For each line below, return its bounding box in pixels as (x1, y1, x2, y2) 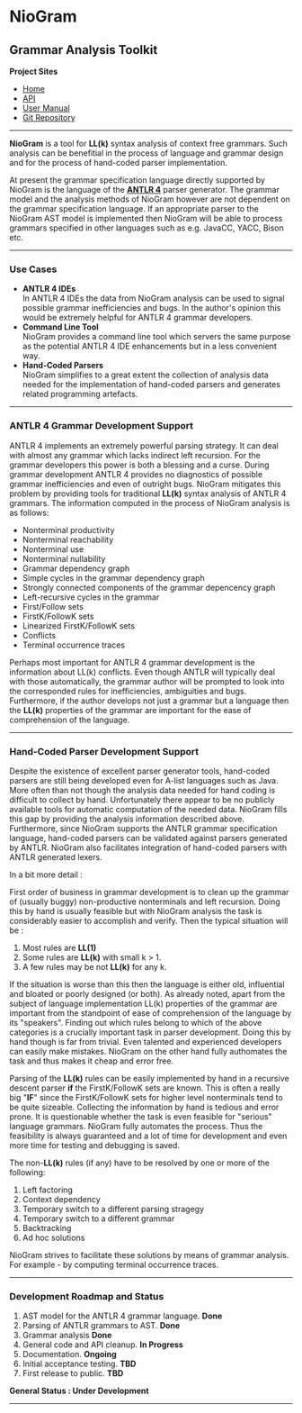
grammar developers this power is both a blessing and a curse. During (9, 459, 270, 470)
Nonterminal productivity (22, 524, 115, 535)
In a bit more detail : (9, 869, 84, 880)
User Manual (22, 103, 70, 113)
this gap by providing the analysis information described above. (9, 813, 245, 824)
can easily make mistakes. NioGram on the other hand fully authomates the (9, 1046, 288, 1056)
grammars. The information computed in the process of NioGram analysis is (9, 497, 290, 508)
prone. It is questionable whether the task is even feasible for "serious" (9, 1110, 272, 1122)
